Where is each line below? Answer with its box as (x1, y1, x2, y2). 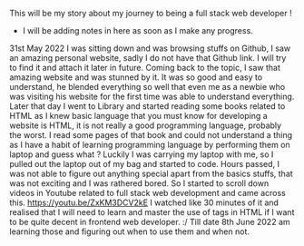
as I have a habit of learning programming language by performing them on (9, 140, 290, 150)
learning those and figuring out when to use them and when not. (9, 226, 250, 237)
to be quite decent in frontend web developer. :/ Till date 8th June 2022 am (9, 217, 290, 227)
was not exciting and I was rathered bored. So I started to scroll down (9, 178, 270, 189)
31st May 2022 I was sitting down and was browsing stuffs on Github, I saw (9, 43, 291, 54)
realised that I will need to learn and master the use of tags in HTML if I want (9, 207, 295, 217)
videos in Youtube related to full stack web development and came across (9, 188, 286, 198)
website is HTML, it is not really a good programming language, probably (9, 120, 282, 131)
